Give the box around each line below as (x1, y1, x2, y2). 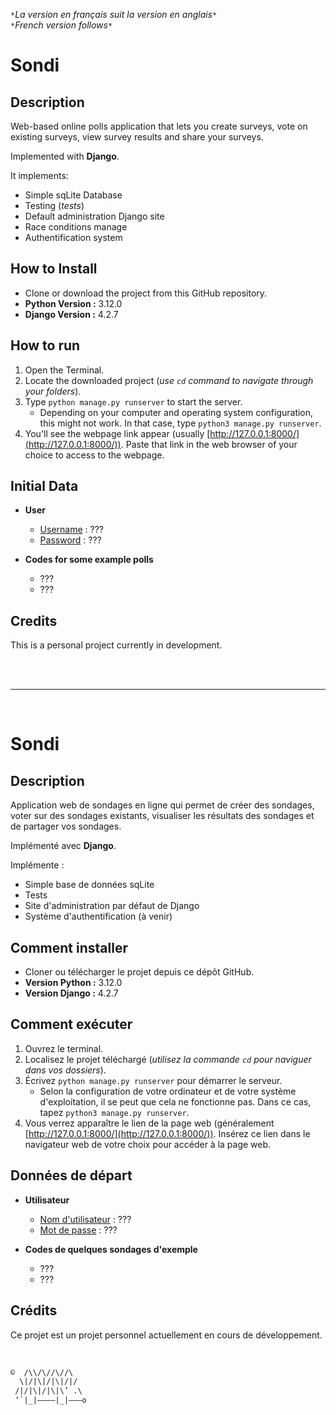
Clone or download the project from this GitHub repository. (24, 287, 268, 299)
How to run (10, 337, 81, 354)
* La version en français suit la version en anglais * (10, 9, 218, 20)
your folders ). (24, 385, 82, 397)
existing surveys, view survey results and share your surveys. (10, 131, 264, 143)
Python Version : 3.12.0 (24, 297, 123, 309)
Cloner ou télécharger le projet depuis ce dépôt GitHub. (24, 966, 255, 978)
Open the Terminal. (24, 364, 105, 376)
